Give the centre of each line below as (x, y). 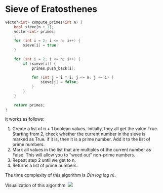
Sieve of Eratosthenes (51, 9)
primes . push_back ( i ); (54, 68)
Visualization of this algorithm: (36, 185)
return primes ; (30, 105)
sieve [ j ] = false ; (59, 82)
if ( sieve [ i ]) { (40, 64)
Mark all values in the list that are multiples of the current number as (82, 150)
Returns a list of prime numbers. (45, 166)
